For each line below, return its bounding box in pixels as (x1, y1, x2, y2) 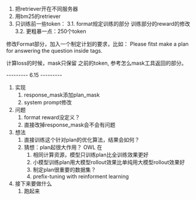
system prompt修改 (23, 99, 72, 106)
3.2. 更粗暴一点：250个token (14, 28, 86, 35)
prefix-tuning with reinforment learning (32, 173, 129, 180)
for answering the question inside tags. (6, 47, 103, 54)
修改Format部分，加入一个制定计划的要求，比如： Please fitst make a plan (6, 41, 189, 47)
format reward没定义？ (23, 114, 80, 121)
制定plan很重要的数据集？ (32, 166, 97, 173)
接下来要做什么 (14, 180, 52, 187)
